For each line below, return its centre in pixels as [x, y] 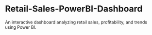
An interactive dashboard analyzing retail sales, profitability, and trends [76, 22]
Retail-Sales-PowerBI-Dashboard [74, 9]
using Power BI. [21, 27]
